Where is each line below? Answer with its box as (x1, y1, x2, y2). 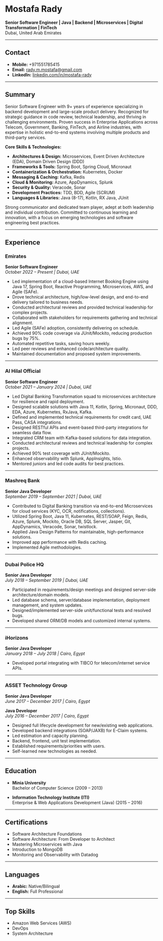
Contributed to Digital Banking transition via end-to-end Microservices (12, 503, 153, 509)
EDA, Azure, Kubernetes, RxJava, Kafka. (12, 409, 93, 415)
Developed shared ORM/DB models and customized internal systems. (12, 618, 151, 624)
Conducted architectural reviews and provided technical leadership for (12, 304, 154, 310)
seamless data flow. (12, 429, 52, 435)
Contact (5, 49, 30, 57)
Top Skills (5, 907, 35, 916)
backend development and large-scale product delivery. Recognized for (5, 109, 149, 114)
